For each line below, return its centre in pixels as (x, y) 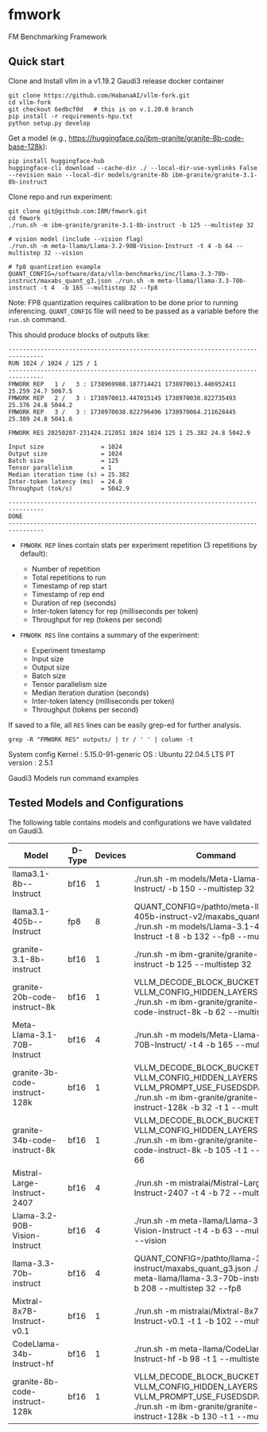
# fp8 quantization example (55, 267)
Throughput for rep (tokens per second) (97, 619)
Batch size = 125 (64, 460)
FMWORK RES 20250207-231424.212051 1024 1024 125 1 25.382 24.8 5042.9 (129, 433)
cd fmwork (25, 218)
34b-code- (35, 1140)
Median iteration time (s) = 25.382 (69, 475)
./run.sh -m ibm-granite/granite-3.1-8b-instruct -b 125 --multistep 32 (131, 225)
